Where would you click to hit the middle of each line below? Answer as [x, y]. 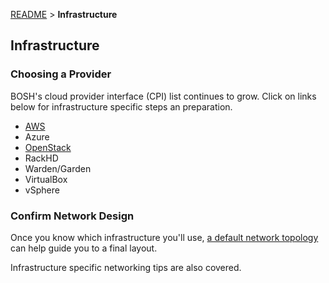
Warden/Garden [58, 168]
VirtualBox [46, 179]
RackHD [41, 158]
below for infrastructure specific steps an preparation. [121, 106]
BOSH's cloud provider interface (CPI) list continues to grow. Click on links [163, 96]
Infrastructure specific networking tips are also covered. [126, 267]
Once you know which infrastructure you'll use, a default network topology [164, 237]
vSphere [42, 190]
